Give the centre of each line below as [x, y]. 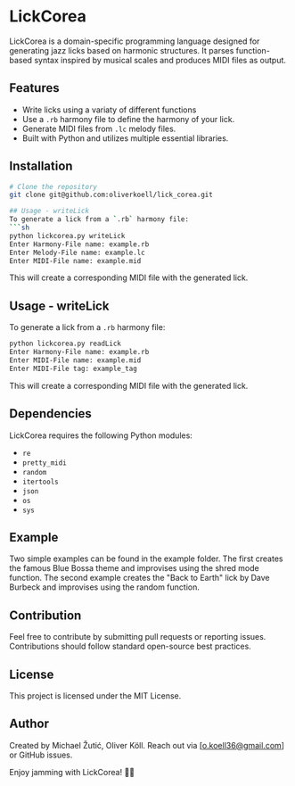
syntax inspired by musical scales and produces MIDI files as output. [160, 60]
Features [34, 88]
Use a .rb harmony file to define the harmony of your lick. [128, 119]
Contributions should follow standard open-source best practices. [130, 646]
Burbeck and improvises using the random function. [105, 587]
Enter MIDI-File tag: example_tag [74, 368]
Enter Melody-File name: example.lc [77, 252]
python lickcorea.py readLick [66, 344]
